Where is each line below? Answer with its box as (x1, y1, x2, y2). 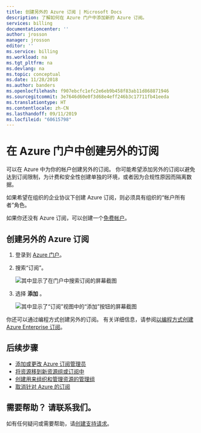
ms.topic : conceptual (6, 71, 61, 77)
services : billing (6, 20, 53, 26)
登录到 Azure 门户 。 (15, 251, 65, 258)
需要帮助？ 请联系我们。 (6, 403, 96, 413)
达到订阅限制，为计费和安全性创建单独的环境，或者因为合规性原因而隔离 (6, 173, 186, 181)
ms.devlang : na (6, 65, 45, 72)
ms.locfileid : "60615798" (6, 116, 71, 122)
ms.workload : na (6, 54, 47, 60)
